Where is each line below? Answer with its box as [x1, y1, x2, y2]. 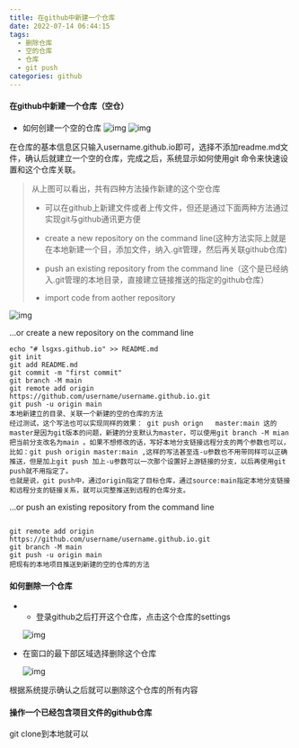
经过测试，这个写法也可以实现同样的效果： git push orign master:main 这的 [9, 419, 277, 428]
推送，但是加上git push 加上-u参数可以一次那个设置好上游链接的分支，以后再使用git [9, 456, 286, 466]
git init [9, 352, 42, 361]
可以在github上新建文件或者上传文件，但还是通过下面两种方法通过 [44, 202, 289, 212]
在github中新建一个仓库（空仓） [9, 101, 129, 112]
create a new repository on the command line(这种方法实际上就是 [44, 232, 287, 243]
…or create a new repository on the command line [9, 327, 195, 338]
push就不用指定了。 [9, 466, 73, 475]
